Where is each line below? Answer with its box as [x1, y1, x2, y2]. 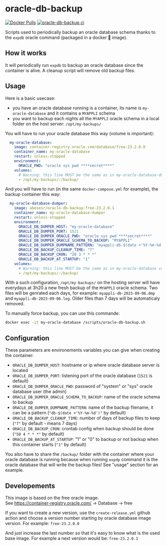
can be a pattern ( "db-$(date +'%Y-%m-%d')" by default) [12, 410, 126, 416]
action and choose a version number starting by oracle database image [5, 515, 152, 521]
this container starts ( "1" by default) [12, 442, 86, 448]
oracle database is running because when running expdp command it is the [5, 457, 158, 463]
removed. [5, 301, 25, 307]
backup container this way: [5, 191, 61, 197]
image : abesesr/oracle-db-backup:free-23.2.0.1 [14, 205, 114, 211]
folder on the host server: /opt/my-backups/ [12, 121, 102, 127]
